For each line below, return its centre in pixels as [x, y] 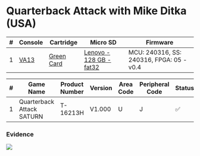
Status [185, 88]
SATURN [31, 116]
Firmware [160, 42]
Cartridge [64, 42]
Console [31, 42]
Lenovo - [97, 52]
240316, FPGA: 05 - [158, 59]
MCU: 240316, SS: [155, 52]
